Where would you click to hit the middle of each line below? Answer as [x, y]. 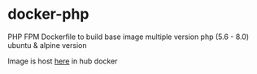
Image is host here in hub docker [63, 61]
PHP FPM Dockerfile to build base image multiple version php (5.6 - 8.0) [128, 37]
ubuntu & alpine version [47, 45]
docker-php [48, 14]
